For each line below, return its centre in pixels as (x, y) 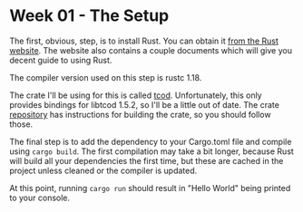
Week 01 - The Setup (89, 16)
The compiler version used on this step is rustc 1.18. (106, 77)
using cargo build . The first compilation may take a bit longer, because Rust (152, 151)
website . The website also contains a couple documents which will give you (151, 50)
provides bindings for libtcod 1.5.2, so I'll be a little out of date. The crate (144, 104)
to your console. (40, 198)
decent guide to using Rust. (61, 60)
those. (21, 124)
